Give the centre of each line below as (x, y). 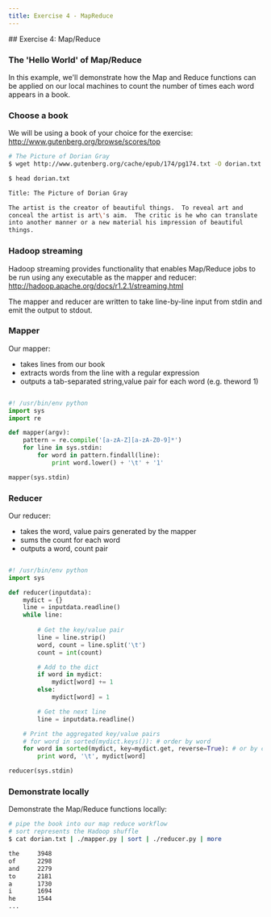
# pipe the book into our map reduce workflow (88, 824)
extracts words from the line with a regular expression (110, 372)
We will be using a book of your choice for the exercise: (101, 133)
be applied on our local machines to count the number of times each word (131, 86)
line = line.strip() (72, 637)
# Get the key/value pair (81, 630)
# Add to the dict (68, 667)
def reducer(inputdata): (50, 592)
